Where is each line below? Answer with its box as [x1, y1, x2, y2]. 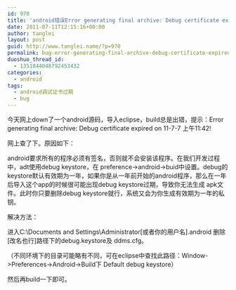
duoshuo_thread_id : [7, 56, 65, 63]
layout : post [7, 37, 46, 44]
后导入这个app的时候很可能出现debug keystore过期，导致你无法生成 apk [7, 180, 218, 188]
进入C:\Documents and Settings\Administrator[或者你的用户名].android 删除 [7, 228, 226, 236]
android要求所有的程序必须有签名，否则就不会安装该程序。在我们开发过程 [7, 154, 221, 162]
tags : [7, 82, 23, 89]
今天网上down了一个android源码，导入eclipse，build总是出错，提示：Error [7, 115, 224, 124]
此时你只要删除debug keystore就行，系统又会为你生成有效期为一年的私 [19, 189, 225, 197]
